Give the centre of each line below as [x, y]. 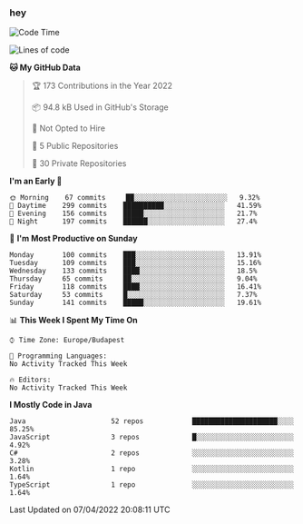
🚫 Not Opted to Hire [68, 128]
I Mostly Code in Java [51, 405]
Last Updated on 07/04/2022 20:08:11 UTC [90, 509]
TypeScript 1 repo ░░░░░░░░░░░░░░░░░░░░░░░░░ [152, 485]
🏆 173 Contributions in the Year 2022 [102, 86]
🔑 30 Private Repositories [79, 163]
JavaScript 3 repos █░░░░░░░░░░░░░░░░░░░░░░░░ [152, 438]
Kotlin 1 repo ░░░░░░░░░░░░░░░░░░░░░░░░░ [152, 470]
